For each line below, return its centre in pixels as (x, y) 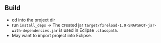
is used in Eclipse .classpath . (89, 30)
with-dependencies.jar (35, 31)
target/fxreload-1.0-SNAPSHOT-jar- (121, 25)
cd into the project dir (34, 20)
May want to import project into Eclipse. (52, 35)
